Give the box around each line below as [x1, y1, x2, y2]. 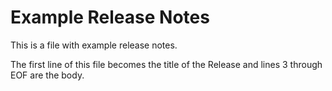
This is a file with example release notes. [10, 39, 178, 51]
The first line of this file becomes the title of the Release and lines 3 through [10, 58, 323, 70]
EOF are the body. [10, 69, 85, 81]
